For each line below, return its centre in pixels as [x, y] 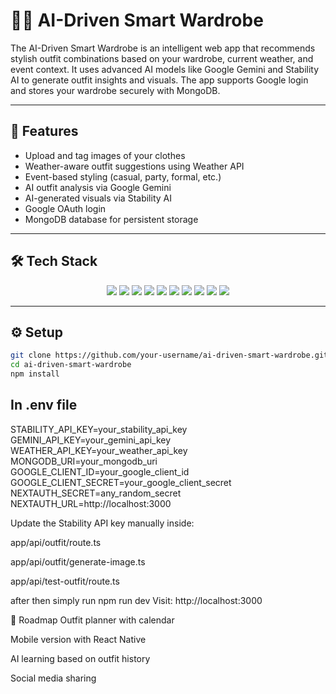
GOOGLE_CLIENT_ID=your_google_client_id [100, 471]
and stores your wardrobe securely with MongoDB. [115, 90]
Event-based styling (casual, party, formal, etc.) [123, 176]
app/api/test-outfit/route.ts [65, 581]
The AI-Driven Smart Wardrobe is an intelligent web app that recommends [163, 48]
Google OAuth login [65, 208]
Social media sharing [53, 678]
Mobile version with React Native [78, 639]
